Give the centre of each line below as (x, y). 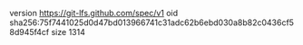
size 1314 (68, 32)
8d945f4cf (29, 32)
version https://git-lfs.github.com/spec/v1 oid (94, 13)
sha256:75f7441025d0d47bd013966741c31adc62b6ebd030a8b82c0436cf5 (152, 22)
